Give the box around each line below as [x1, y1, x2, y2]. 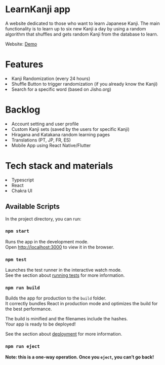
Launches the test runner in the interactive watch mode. [5, 267, 122, 273]
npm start [5, 228, 29, 234]
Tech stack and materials [5, 160, 113, 171]
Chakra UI [12, 188, 33, 194]
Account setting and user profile [12, 121, 79, 127]
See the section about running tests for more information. [5, 272, 125, 278]
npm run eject [5, 344, 40, 349]
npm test [5, 257, 27, 262]
